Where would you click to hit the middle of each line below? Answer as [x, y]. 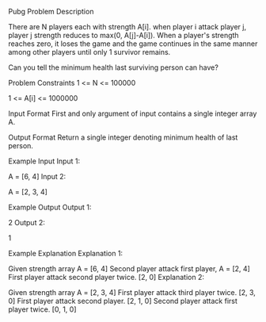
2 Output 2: [27, 222]
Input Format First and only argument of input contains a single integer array [133, 113]
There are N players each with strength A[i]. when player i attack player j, [127, 27]
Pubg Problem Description [51, 11]
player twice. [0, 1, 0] [42, 309]
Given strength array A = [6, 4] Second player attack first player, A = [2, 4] [129, 268]
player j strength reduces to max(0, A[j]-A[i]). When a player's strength [123, 35]
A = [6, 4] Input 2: [37, 176]
